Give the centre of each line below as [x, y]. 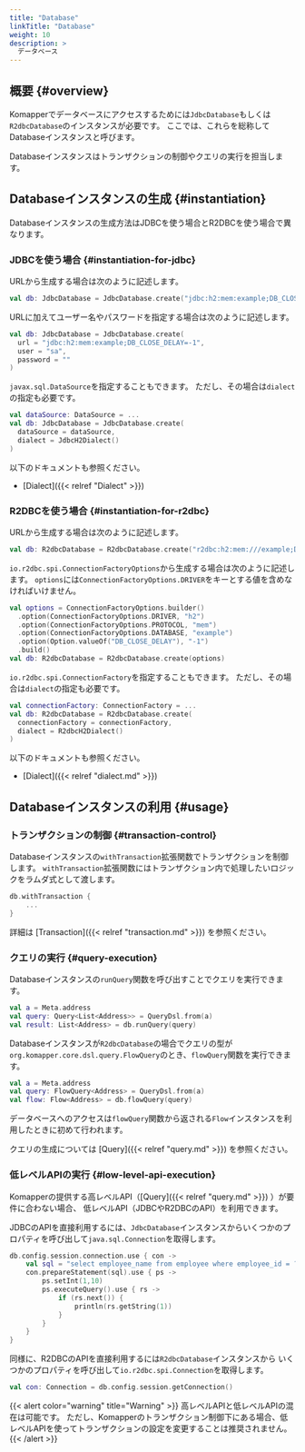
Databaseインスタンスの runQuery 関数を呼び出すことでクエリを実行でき [143, 979]
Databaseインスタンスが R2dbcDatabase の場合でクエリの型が [121, 1043]
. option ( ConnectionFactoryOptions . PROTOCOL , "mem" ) [118, 625]
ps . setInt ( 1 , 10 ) [73, 1281]
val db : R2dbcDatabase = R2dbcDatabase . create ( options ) [117, 659]
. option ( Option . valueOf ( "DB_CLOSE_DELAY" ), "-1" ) [113, 641]
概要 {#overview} [59, 90]
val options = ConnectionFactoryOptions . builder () [107, 608]
